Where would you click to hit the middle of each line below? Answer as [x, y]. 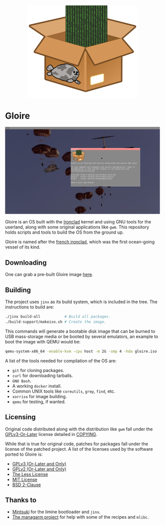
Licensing [20, 417]
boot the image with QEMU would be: [43, 341]
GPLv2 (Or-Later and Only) [39, 469]
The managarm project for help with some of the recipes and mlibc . [80, 517]
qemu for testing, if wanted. [39, 401]
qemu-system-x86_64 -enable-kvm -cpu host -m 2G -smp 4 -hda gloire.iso [81, 351]
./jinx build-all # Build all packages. [58, 317]
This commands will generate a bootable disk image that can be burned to [80, 331]
